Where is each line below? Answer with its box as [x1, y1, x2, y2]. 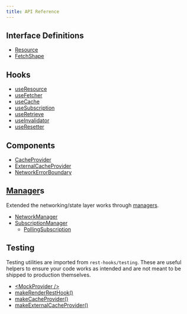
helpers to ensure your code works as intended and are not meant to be [6, 265, 182, 272]
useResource [14, 85, 47, 92]
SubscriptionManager [14, 219, 68, 226]
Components [6, 140, 55, 150]
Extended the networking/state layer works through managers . [6, 201, 159, 209]
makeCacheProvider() [14, 295, 69, 302]
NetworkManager [14, 213, 58, 220]
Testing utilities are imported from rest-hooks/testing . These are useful [6, 258, 182, 265]
